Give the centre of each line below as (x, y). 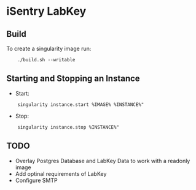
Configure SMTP (36, 180)
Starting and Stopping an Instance (73, 79)
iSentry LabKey (46, 11)
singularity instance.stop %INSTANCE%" (69, 127)
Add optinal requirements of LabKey (61, 173)
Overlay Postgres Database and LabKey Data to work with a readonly (103, 161)
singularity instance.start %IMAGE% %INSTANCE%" (81, 104)
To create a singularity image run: (49, 48)
